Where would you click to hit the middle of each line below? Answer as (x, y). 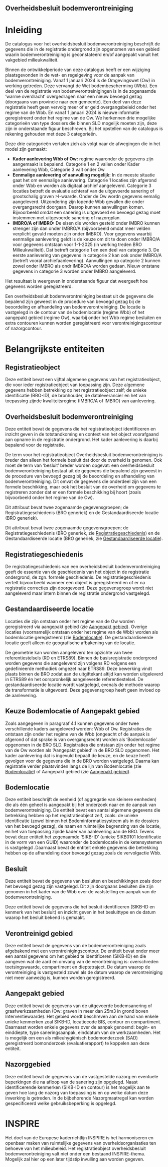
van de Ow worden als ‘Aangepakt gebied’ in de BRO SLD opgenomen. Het (82, 750)
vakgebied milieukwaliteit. (32, 60)
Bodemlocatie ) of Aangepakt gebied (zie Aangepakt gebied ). (68, 771)
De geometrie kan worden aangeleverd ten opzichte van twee (69, 652)
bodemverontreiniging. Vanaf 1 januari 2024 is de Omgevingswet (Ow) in (80, 81)
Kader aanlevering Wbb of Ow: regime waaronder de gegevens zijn (83, 159)
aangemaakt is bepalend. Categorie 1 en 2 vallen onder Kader (76, 164)
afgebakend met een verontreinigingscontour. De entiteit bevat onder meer (82, 951)
